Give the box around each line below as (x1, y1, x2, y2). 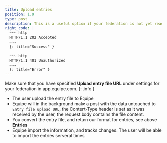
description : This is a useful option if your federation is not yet (5, 21, 153, 26)
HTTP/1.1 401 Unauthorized (9, 58, 66, 63)
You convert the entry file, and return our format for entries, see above (12, 117, 157, 123)
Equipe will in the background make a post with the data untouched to (12, 101, 156, 107)
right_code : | (5, 26, 35, 31)
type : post (5, 16, 28, 21)
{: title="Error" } (9, 67, 50, 72)
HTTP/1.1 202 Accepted (9, 35, 57, 40)
